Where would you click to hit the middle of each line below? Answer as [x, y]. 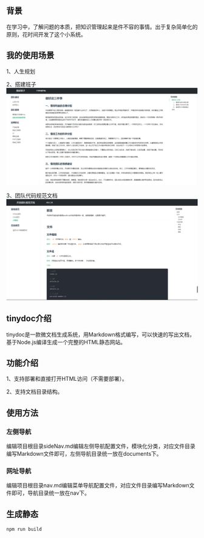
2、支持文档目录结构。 [35, 392]
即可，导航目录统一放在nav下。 [50, 493]
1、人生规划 [21, 71]
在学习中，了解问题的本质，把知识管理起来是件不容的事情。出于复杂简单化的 [102, 27]
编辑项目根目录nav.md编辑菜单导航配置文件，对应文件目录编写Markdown [98, 486]
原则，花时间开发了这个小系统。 [46, 34]
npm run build [24, 529]
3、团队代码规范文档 [32, 195]
